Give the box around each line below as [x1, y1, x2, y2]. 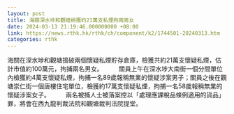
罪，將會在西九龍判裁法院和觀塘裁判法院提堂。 [7, 99, 142, 108]
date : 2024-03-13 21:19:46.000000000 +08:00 [7, 23, 139, 30]
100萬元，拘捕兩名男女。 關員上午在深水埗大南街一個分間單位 [31, 65, 224, 73]
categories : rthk [7, 36, 58, 43]
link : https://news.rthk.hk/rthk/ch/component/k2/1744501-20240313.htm [7, 29, 220, 37]
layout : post [7, 10, 45, 17]
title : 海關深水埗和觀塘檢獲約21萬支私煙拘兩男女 [7, 17, 135, 24]
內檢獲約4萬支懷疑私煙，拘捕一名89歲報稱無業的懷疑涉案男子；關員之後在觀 [7, 74, 227, 82]
